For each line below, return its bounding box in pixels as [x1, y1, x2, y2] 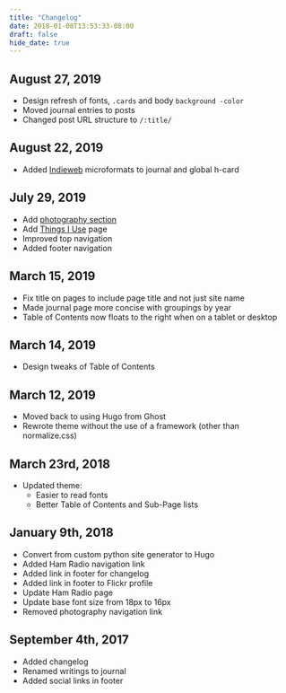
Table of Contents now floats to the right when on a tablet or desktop [22, 311, 278, 322]
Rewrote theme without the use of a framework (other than [22, 421, 240, 432]
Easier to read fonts [35, 489, 108, 500]
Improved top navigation [22, 232, 113, 243]
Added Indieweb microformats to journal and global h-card [22, 163, 239, 175]
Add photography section [22, 214, 117, 224]
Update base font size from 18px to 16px [22, 596, 172, 607]
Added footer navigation [22, 242, 112, 253]
